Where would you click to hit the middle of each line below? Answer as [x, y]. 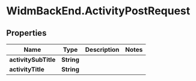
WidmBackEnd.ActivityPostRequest [98, 11]
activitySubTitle [32, 60]
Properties [26, 33]
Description [102, 50]
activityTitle [27, 69]
